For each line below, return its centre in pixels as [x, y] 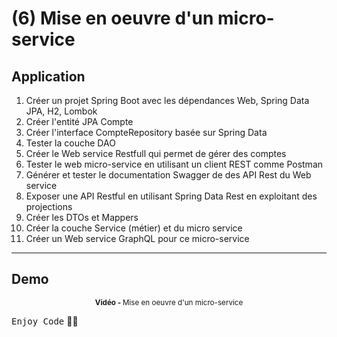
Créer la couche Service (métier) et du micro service [134, 228]
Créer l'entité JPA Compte [79, 121]
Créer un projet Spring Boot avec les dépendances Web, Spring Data [167, 100]
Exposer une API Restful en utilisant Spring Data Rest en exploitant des [171, 196]
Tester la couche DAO [70, 143]
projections [49, 206]
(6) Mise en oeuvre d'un [112, 18]
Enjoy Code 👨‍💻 [45, 321]
